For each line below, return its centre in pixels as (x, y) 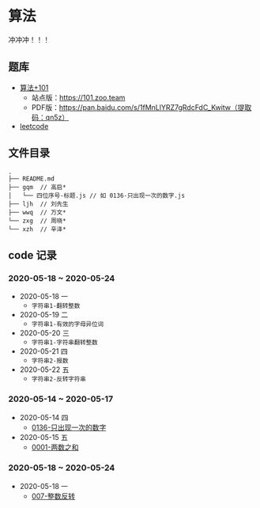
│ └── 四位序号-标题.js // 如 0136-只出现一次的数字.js (97, 195)
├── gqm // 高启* (37, 187)
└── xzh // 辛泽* (37, 229)
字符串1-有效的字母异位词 (68, 324)
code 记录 (32, 255)
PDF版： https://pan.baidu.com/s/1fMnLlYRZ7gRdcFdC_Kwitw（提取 (141, 107)
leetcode (34, 126)
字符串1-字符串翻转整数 (64, 343)
